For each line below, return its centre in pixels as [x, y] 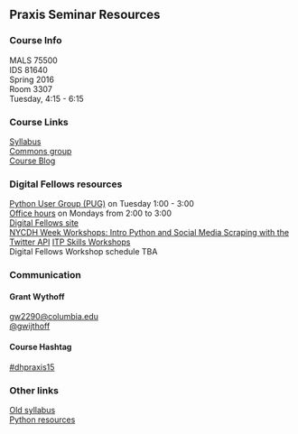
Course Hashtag [41, 347]
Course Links [39, 122]
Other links [34, 390]
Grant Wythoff [37, 296]
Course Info [36, 41]
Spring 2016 [32, 79]
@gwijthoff [30, 326]
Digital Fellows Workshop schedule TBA [84, 252]
